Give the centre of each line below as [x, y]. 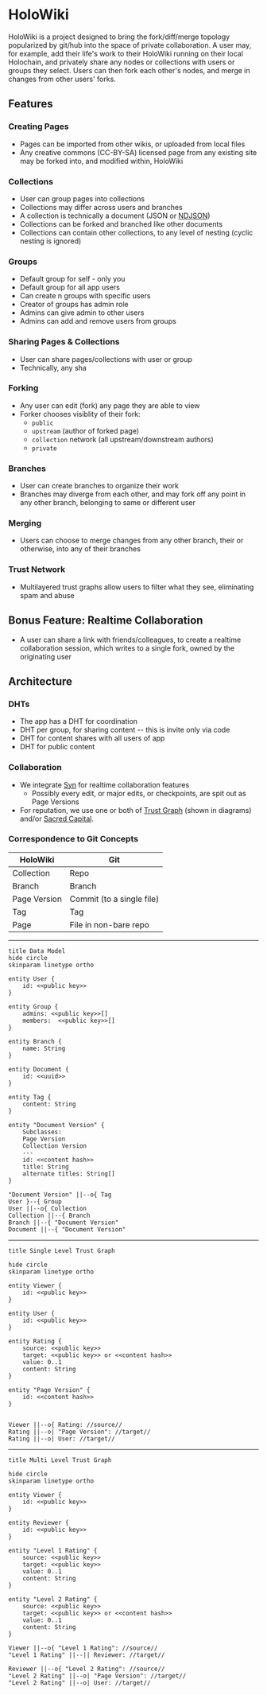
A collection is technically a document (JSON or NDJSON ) [115, 216]
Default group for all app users [70, 287]
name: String [44, 1048]
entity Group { [33, 1007]
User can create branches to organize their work [99, 486]
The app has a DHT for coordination [78, 721]
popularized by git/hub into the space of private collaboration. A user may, [130, 45]
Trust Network [37, 570]
